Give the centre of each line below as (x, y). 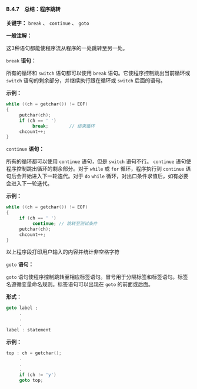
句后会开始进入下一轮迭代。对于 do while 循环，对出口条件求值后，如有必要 (97, 176)
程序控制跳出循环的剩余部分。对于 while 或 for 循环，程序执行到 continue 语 (98, 169)
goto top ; (31, 380)
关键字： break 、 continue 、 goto (48, 23)
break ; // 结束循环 (64, 126)
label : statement (29, 330)
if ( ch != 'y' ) (38, 375)
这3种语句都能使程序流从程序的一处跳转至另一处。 (67, 48)
